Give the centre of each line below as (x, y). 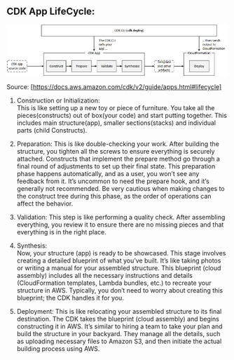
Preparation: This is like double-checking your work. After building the (118, 144)
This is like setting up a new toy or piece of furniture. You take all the (116, 108)
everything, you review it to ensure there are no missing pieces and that (120, 225)
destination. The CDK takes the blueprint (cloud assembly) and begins (118, 319)
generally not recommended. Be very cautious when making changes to (121, 189)
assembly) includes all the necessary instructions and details (105, 276)
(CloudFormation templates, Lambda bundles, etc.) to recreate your (114, 283)
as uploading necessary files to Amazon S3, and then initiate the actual (119, 341)
